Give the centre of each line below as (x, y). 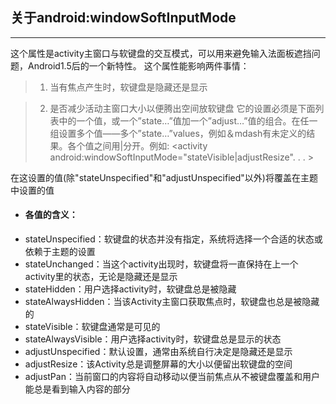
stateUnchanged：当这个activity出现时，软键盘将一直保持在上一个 (161, 264)
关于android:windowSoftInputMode (123, 18)
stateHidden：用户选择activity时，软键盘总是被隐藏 (130, 289)
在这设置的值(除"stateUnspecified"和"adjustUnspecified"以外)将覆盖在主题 (164, 177)
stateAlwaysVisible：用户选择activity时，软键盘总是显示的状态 (153, 339)
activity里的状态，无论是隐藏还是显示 (101, 277)
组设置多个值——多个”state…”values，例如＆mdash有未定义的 (178, 133)
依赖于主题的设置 (60, 252)
